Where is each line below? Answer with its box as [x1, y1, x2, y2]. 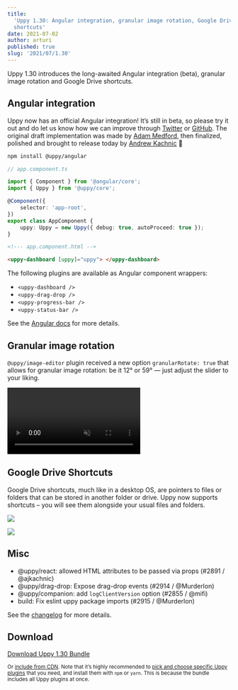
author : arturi [7, 37, 52, 44]
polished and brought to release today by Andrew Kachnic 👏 [7, 139, 183, 148]
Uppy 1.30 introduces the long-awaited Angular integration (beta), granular [7, 69, 225, 78]
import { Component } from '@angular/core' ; [7, 178, 141, 185]
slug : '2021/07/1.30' [7, 50, 72, 57]
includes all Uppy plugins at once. [7, 676, 90, 683]
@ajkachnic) [17, 574, 55, 582]
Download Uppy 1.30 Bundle [7, 650, 90, 658]
